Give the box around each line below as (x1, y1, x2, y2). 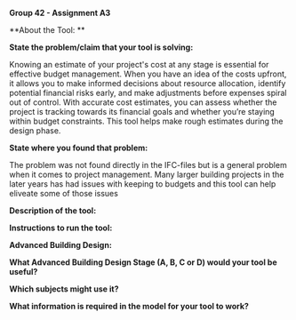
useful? (9, 267, 38, 276)
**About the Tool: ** (9, 25, 86, 35)
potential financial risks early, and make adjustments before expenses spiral (9, 88, 287, 98)
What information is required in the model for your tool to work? (9, 301, 249, 311)
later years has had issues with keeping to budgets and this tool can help (9, 179, 276, 189)
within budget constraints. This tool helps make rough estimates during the (9, 116, 284, 126)
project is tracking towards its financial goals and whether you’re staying (9, 107, 276, 116)
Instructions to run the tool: (9, 222, 113, 233)
